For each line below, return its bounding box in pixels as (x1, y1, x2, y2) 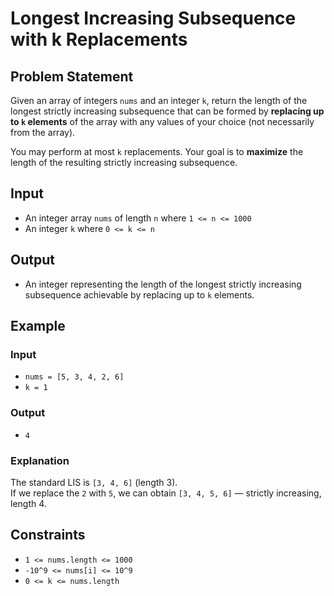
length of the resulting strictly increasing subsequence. (10, 157, 238, 168)
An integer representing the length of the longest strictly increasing (24, 278, 302, 290)
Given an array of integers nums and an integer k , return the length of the (10, 95, 308, 106)
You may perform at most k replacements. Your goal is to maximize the (10, 146, 304, 157)
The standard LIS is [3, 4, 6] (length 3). (10, 476, 178, 488)
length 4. (10, 497, 47, 509)
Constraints (10, 527, 86, 544)
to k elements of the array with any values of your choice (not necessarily (10, 116, 315, 127)
